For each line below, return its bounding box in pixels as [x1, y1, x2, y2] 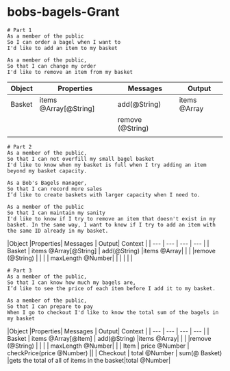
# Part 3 [7, 267, 32, 274]
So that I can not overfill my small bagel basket [7, 155, 155, 162]
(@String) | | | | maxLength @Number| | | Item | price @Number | [7, 342, 190, 350]
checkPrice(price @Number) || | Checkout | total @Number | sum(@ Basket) [7, 348, 222, 357]
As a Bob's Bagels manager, [7, 179, 88, 186]
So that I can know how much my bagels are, [7, 279, 136, 286]
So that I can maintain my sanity [7, 209, 106, 216]
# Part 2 [7, 143, 32, 151]
